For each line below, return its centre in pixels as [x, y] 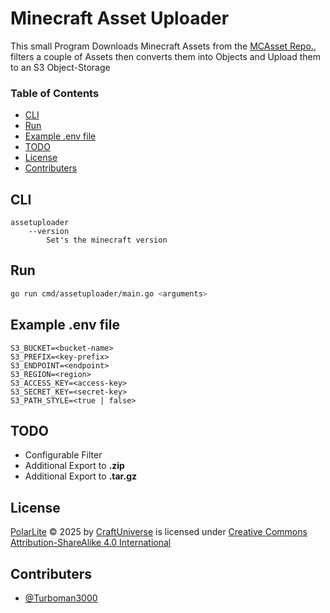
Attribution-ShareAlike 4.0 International [91, 543]
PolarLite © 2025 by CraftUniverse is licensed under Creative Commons [159, 532]
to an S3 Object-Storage [60, 67]
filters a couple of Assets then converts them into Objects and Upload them [165, 56]
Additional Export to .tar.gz [80, 476]
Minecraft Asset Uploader [120, 18]
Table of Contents [55, 93]
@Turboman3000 [61, 598]
